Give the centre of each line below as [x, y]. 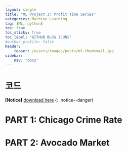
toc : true [15, 28]
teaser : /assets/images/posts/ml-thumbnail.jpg [64, 51]
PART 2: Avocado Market [57, 142]
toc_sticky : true [23, 33]
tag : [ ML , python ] [24, 23]
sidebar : [14, 56]
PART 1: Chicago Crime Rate [64, 120]
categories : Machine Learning [36, 19]
